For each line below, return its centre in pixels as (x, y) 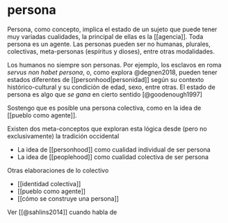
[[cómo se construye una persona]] (68, 198)
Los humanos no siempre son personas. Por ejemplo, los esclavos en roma (114, 65)
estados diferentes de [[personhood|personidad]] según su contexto (106, 79)
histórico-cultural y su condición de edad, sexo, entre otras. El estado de (111, 87)
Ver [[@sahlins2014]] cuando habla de (62, 212)
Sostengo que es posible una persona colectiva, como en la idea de (104, 108)
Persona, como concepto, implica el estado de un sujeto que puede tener (112, 29)
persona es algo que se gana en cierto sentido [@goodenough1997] (105, 94)
